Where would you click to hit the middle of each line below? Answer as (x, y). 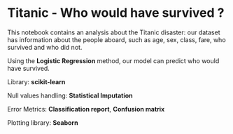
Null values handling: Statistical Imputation (70, 95)
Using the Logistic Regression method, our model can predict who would (113, 60)
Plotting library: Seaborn (43, 122)
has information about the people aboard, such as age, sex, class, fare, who (116, 39)
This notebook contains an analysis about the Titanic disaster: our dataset (114, 32)
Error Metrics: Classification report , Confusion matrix (86, 109)
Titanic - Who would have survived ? (116, 13)
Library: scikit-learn (36, 81)
